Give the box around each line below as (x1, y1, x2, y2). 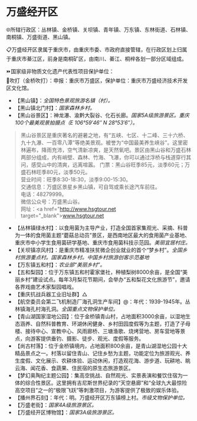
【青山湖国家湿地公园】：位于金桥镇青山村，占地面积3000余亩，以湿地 (14, 312, 186, 319)
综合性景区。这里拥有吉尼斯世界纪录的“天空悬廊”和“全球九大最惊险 (25, 379, 188, 386)
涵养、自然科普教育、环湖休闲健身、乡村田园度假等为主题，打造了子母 (19, 320, 191, 327)
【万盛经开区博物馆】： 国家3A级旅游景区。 (14, 409, 118, 416)
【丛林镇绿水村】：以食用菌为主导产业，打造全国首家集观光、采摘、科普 (14, 224, 188, 231)
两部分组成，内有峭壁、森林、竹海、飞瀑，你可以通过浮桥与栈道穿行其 (20, 154, 192, 161)
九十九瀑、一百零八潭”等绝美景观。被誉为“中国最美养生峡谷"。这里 (20, 139, 183, 146)
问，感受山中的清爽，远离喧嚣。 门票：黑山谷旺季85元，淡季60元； (20, 161, 185, 168)
